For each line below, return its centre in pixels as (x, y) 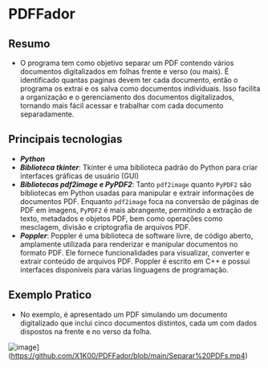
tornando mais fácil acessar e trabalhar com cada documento (122, 106)
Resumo (29, 44)
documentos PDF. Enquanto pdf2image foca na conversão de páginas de (139, 201)
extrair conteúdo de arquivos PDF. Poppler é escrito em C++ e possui (135, 261)
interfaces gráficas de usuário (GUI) (79, 176)
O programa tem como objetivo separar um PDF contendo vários (127, 63)
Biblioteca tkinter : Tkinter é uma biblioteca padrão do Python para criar (139, 167)
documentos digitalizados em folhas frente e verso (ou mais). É (124, 72)
